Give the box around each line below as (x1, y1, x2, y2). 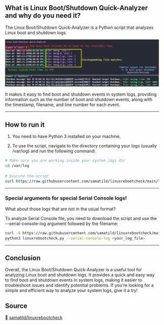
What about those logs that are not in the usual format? (5, 206, 116, 212)
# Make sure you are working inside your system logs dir (5, 158, 125, 163)
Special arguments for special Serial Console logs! (5, 195, 127, 202)
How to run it (5, 121, 45, 129)
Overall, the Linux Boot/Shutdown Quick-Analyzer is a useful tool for (5, 267, 143, 273)
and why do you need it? (5, 12, 81, 20)
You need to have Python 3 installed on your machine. (12, 134, 121, 140)
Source (5, 302, 28, 310)
